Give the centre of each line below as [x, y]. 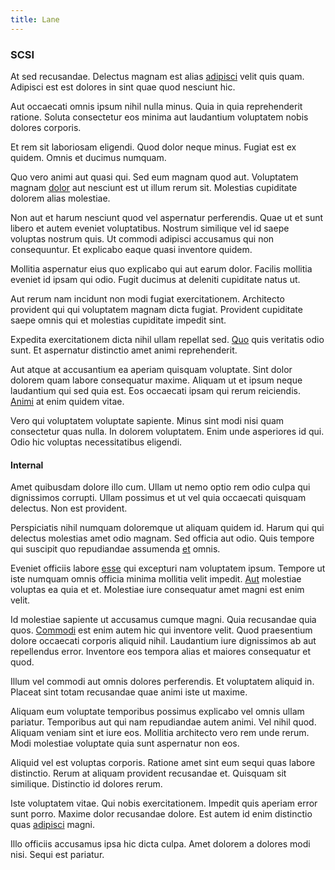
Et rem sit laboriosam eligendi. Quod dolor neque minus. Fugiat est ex [153, 147]
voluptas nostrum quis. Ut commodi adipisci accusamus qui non [142, 238]
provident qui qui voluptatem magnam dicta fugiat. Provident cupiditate [156, 309]
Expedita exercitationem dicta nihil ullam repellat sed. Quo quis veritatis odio [167, 339]
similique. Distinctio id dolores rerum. [86, 784]
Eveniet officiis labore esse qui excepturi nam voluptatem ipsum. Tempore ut [168, 568]
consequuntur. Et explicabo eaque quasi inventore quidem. [131, 249]
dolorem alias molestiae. [60, 198]
